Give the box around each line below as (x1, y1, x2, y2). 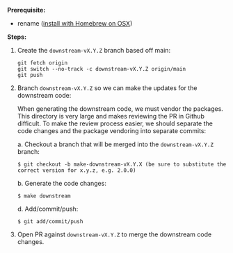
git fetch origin (17, 60, 68, 67)
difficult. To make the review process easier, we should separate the (17, 119, 214, 128)
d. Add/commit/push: (17, 204, 79, 213)
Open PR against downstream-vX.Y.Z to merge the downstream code (17, 230, 212, 238)
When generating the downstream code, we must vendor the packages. (17, 105, 224, 113)
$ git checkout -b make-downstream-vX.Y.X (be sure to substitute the (17, 161, 227, 168)
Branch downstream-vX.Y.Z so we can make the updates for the (17, 84, 198, 92)
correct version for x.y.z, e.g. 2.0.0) (17, 167, 136, 174)
